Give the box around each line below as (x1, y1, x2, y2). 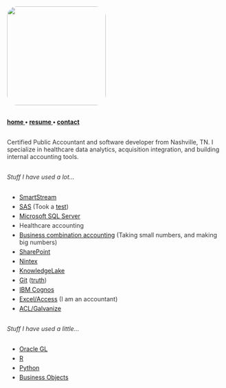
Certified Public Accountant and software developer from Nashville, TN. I (7, 138, 214, 146)
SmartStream (19, 193, 57, 201)
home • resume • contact (7, 118, 80, 126)
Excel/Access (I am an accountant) (19, 295, 118, 303)
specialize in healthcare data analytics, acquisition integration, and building (7, 145, 220, 153)
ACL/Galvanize (19, 305, 61, 312)
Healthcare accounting (19, 222, 84, 229)
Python (19, 364, 40, 371)
